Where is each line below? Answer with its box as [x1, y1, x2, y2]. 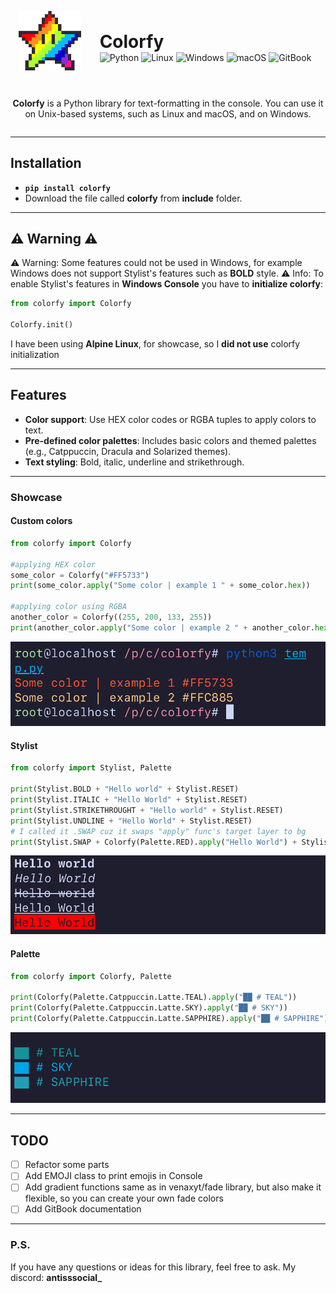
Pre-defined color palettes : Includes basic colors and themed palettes [24, 434, 317, 446]
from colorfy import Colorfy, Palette [10, 971, 172, 981]
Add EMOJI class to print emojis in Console [24, 1170, 203, 1182]
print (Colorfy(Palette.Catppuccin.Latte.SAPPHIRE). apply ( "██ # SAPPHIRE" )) [10, 1014, 333, 1024]
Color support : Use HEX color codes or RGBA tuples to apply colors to [24, 413, 317, 425]
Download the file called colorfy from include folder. [24, 192, 243, 204]
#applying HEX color [10, 559, 97, 570]
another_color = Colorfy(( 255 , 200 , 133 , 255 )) [10, 612, 213, 623]
